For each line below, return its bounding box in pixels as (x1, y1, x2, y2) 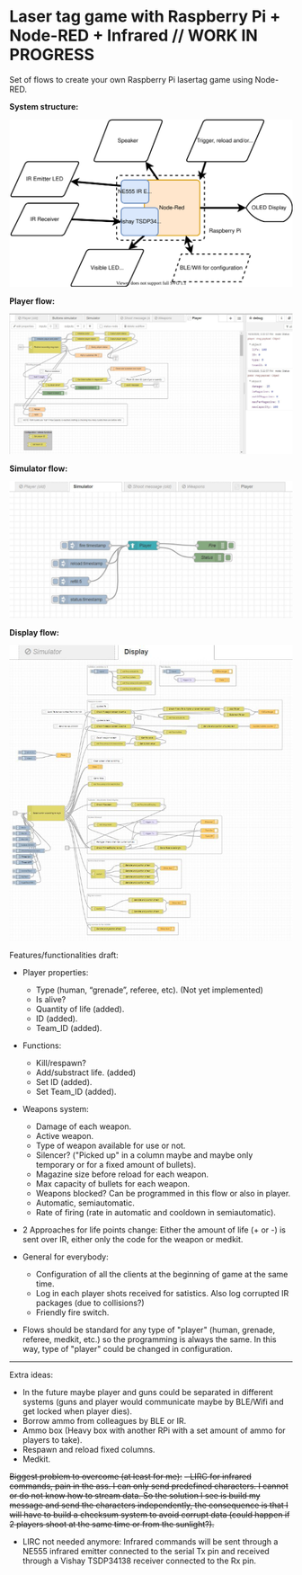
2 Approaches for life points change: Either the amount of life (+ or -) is (22, 1224, 286, 1235)
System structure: (9, 101, 79, 111)
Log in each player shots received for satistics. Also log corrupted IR (35, 1287, 289, 1298)
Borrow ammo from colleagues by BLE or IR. (22, 1415, 187, 1426)
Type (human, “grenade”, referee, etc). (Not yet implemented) (35, 984, 263, 995)
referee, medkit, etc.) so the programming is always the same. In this (22, 1333, 277, 1345)
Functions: (22, 1040, 62, 1051)
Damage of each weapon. (35, 1121, 132, 1132)
